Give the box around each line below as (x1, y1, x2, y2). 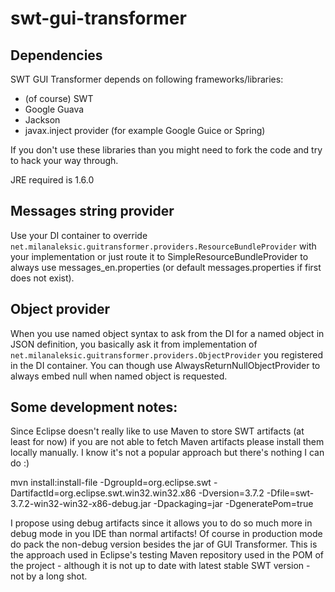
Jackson (24, 114, 61, 126)
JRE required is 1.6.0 (10, 174, 95, 186)
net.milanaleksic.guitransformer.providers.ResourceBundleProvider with (10, 240, 317, 252)
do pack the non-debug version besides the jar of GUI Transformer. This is (10, 538, 318, 551)
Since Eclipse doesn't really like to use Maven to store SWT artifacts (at (10, 425, 305, 437)
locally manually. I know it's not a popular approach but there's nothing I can (10, 447, 325, 459)
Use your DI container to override (10, 229, 148, 241)
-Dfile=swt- (266, 487, 315, 499)
